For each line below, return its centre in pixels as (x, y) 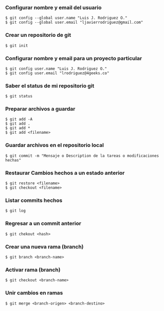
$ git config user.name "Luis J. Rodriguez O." (56, 69)
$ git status (19, 96)
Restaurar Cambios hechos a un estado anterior (65, 173)
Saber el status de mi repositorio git (50, 86)
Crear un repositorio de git (38, 35)
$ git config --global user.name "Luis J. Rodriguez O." (66, 18)
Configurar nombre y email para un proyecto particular (74, 58)
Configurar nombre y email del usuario (53, 8)
